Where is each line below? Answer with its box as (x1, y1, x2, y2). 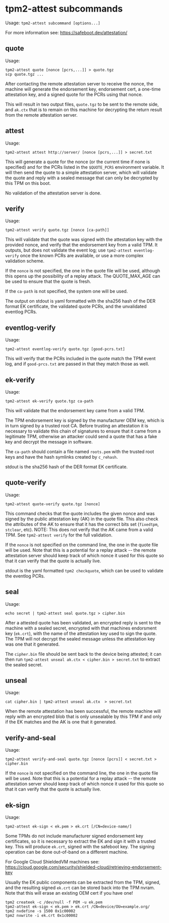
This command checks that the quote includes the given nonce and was (5, 510, 155, 516)
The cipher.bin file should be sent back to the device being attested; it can (5, 651, 161, 657)
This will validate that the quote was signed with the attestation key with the (5, 236, 162, 242)
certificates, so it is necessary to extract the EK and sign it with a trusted (5, 838, 156, 844)
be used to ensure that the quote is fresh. (5, 278, 91, 284)
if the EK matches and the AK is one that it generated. (5, 719, 117, 725)
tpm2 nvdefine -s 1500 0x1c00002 (5, 909, 76, 914)
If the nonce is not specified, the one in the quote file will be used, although (5, 268, 160, 274)
